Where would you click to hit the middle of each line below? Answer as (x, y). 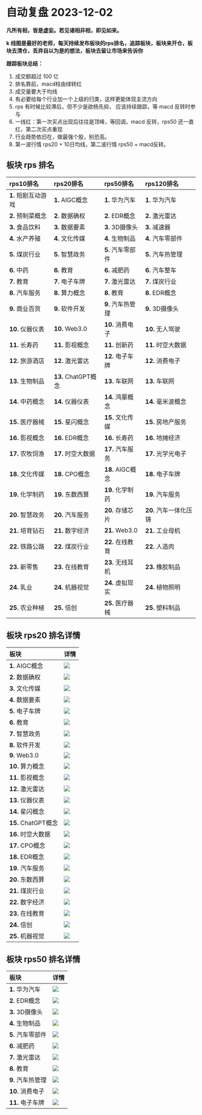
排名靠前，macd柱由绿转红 (48, 84)
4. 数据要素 (25, 699)
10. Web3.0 (71, 329)
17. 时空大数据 (74, 454)
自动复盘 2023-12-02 (60, 12)
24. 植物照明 (163, 587)
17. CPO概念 (27, 845)
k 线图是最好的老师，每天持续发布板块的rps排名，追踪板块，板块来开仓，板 (99, 43)
